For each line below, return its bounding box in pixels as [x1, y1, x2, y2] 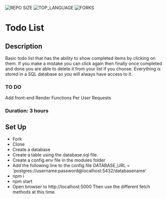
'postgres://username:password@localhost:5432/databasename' [12, 168, 147, 174]
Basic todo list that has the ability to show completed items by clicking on [5, 55, 156, 61]
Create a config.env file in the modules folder [12, 157, 106, 163]
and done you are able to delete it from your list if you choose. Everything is [5, 66, 161, 72]
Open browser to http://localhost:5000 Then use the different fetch [12, 184, 151, 190]
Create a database [12, 147, 51, 153]
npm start [12, 179, 32, 185]
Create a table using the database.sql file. [12, 152, 98, 158]
